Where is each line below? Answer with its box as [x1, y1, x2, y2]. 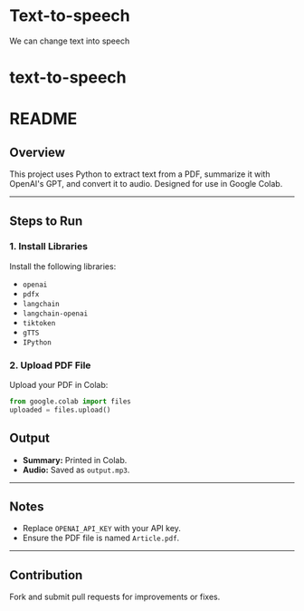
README [9, 109, 78, 130]
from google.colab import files [9, 397, 131, 406]
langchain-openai [22, 309, 89, 318]
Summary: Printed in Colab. [22, 454, 128, 465]
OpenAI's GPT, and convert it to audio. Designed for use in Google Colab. [9, 179, 283, 189]
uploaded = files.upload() [9, 405, 111, 414]
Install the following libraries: [9, 260, 117, 272]
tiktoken [22, 318, 56, 327]
